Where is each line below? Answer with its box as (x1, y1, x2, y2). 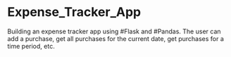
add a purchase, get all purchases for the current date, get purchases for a (7, 34, 224, 42)
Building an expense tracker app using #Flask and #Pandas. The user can (7, 27, 221, 35)
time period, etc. (7, 42, 55, 50)
